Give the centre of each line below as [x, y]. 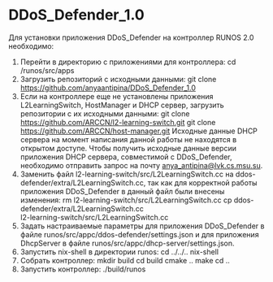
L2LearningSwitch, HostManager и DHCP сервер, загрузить [122, 105]
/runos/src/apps [47, 70]
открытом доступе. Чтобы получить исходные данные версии [128, 148]
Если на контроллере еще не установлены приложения [117, 96]
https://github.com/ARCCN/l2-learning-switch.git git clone [118, 122]
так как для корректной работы [202, 182]
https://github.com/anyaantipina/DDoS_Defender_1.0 [108, 88]
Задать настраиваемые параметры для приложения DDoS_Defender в [142, 226]
